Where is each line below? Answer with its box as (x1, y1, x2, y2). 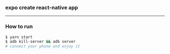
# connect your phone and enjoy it (5, 44, 80, 49)
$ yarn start (5, 34, 33, 39)
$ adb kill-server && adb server (5, 39, 76, 44)
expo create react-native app (5, 4, 78, 11)
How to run (5, 23, 33, 30)
